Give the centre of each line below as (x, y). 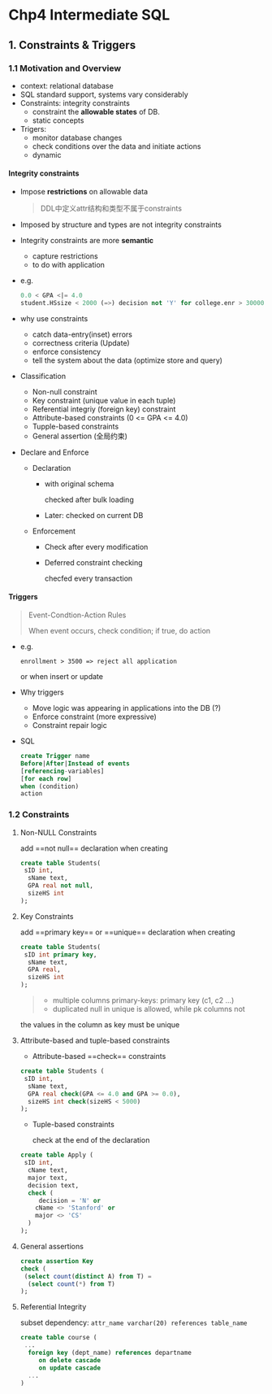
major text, (48, 1178)
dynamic (47, 155)
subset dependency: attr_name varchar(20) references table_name (134, 1322)
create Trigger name (55, 756)
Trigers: (33, 129)
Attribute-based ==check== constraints (99, 1056)
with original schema (79, 484)
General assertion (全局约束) (80, 436)
